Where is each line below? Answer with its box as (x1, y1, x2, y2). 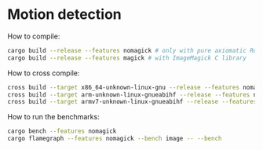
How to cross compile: (7, 68, 80, 78)
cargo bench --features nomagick (7, 127, 117, 135)
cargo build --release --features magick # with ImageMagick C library (7, 53, 247, 62)
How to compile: (7, 31, 60, 41)
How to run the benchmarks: (7, 112, 100, 122)
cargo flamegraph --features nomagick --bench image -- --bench (7, 135, 222, 143)
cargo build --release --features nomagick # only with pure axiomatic (7, 46, 247, 54)
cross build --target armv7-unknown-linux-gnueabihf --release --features (7, 98, 258, 106)
